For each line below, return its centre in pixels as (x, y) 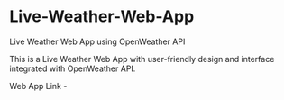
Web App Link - (38, 86)
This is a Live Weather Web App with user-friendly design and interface (142, 59)
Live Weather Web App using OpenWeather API (97, 41)
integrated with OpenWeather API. (73, 68)
